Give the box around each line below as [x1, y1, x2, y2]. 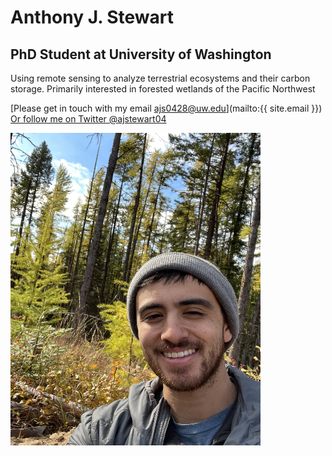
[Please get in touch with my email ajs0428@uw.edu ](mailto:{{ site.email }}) [10, 102, 323, 114]
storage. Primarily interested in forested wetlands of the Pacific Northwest [10, 83, 316, 95]
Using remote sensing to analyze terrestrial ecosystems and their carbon [10, 72, 311, 84]
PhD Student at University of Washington [10, 46, 272, 63]
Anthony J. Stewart [10, 6, 175, 29]
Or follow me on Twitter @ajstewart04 [10, 113, 167, 125]
